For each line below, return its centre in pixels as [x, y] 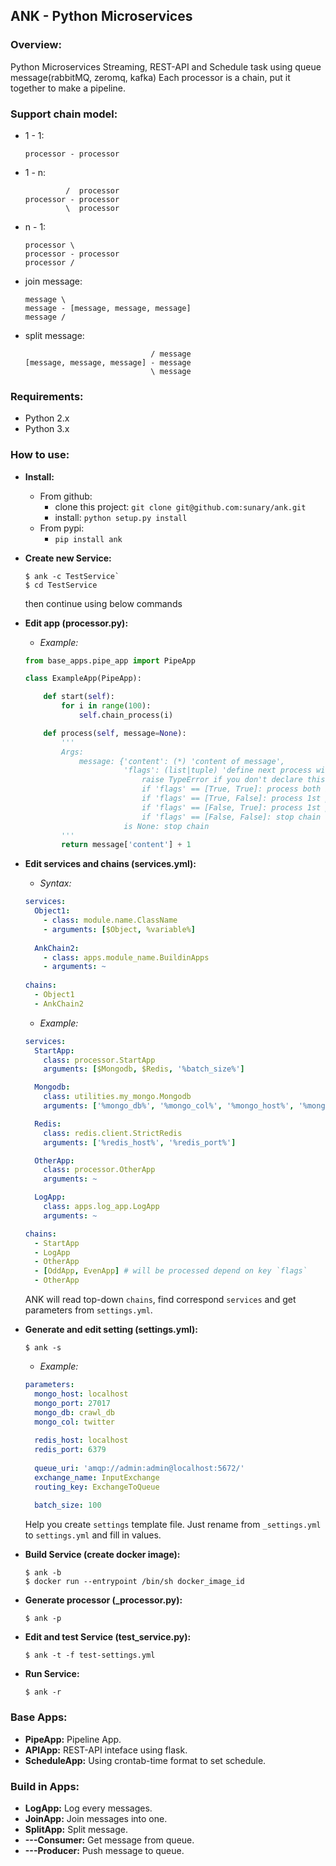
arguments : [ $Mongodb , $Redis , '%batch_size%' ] [144, 1069]
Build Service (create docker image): [102, 1555]
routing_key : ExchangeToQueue [97, 1487]
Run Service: [52, 1674]
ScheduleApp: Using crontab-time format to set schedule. [145, 1760]
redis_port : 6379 [70, 1450]
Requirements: [47, 396]
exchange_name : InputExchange [97, 1477]
